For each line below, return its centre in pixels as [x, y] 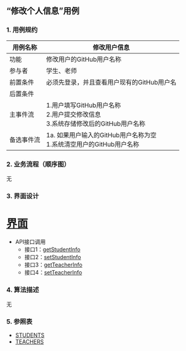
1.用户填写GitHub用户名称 [84, 105]
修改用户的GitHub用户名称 [84, 59]
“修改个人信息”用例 [43, 11]
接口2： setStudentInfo [53, 257]
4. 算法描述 [23, 290]
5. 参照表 [19, 322]
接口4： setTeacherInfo [53, 272]
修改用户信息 [111, 47]
